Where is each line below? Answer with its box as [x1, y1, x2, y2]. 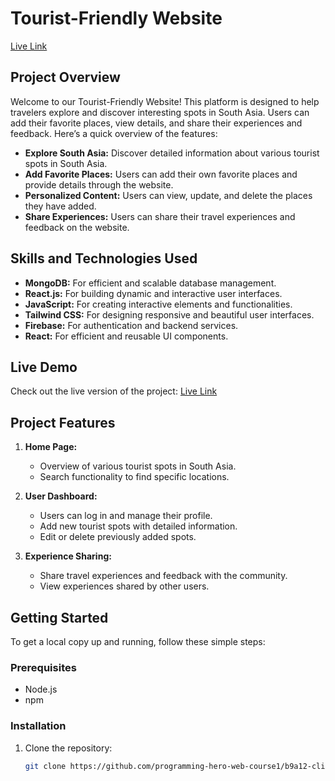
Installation [10, 719, 67, 733]
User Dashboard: [24, 490, 98, 502]
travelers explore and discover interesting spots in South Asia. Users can [10, 106, 310, 118]
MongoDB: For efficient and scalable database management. [24, 277, 277, 289]
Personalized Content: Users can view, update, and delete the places [24, 189, 313, 201]
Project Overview [10, 69, 121, 86]
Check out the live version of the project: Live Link [10, 385, 218, 397]
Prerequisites [10, 660, 77, 674]
